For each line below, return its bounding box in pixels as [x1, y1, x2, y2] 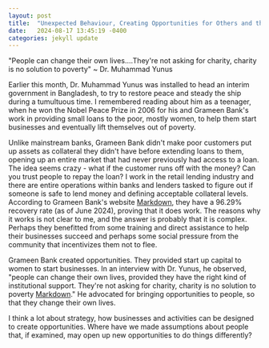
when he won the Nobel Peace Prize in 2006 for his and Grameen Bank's [8, 106, 250, 115]
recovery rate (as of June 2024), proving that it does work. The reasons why [8, 206, 261, 216]
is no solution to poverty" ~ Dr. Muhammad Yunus [8, 65, 174, 74]
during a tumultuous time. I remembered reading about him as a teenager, [8, 97, 252, 106]
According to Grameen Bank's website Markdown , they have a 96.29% [8, 198, 243, 207]
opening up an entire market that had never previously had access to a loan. [8, 155, 259, 165]
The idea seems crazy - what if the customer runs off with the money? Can [8, 163, 256, 173]
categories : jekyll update [8, 34, 98, 42]
